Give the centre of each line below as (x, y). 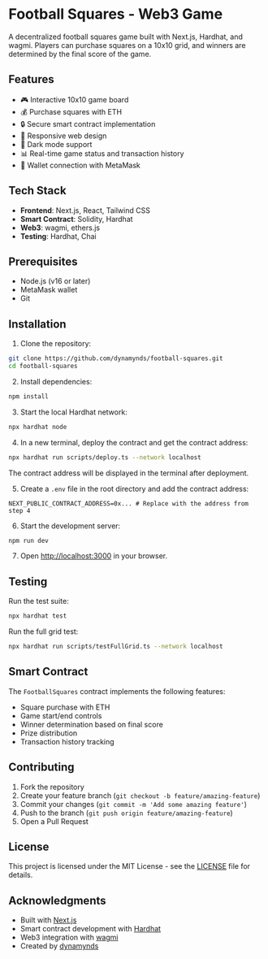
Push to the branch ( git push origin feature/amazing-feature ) (126, 813)
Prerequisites (43, 261)
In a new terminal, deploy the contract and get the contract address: (134, 442)
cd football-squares (43, 367)
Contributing (41, 768)
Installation (37, 324)
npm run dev (28, 540)
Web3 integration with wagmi (69, 937)
